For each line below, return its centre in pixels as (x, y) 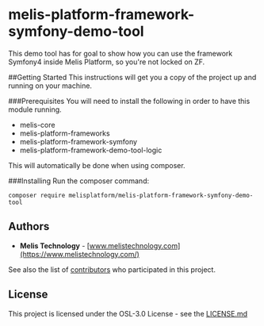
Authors (29, 226)
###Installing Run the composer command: (78, 181)
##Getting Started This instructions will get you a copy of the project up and (132, 77)
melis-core (37, 125)
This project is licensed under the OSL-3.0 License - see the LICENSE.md (128, 313)
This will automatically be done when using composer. (97, 165)
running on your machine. (50, 86)
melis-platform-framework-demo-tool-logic (91, 150)
